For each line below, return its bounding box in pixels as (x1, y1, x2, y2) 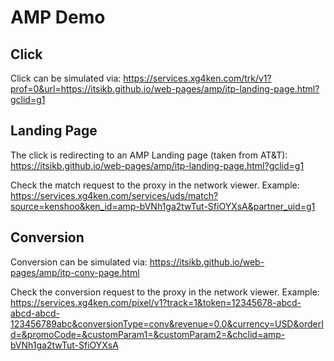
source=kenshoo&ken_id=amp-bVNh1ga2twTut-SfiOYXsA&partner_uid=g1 (10, 200, 316, 212)
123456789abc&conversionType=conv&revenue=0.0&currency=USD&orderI (10, 317, 324, 330)
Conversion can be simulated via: (10, 256, 148, 268)
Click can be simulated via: (10, 72, 122, 84)
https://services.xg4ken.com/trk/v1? (123, 72, 272, 84)
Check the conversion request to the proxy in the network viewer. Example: (10, 286, 320, 298)
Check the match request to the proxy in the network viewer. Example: (10, 179, 300, 191)
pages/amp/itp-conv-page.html (10, 266, 140, 278)
